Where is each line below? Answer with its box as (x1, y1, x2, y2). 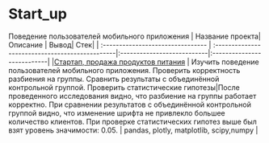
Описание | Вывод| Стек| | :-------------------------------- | (8, 39, 212, 49)
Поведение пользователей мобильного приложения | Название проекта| (8, 31, 261, 41)
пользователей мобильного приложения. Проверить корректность (8, 65, 241, 75)
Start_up (8, 5, 67, 23)
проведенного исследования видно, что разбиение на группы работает (8, 91, 257, 100)
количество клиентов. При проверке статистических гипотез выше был (8, 116, 257, 126)
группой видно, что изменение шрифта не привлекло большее (8, 108, 226, 117)
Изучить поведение (191, 57, 260, 67)
